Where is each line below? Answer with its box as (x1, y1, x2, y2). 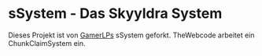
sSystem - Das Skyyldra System (8, 5, 223, 23)
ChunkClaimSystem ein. (8, 38, 86, 47)
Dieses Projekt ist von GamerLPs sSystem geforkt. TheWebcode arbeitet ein (8, 30, 255, 40)
